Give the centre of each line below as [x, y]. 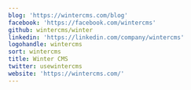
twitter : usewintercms [45, 67]
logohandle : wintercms [45, 45]
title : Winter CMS [38, 59]
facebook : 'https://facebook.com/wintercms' [82, 23]
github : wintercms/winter [50, 30]
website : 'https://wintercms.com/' [66, 74]
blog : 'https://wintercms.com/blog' [68, 15]
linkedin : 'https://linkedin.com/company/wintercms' [96, 37]
